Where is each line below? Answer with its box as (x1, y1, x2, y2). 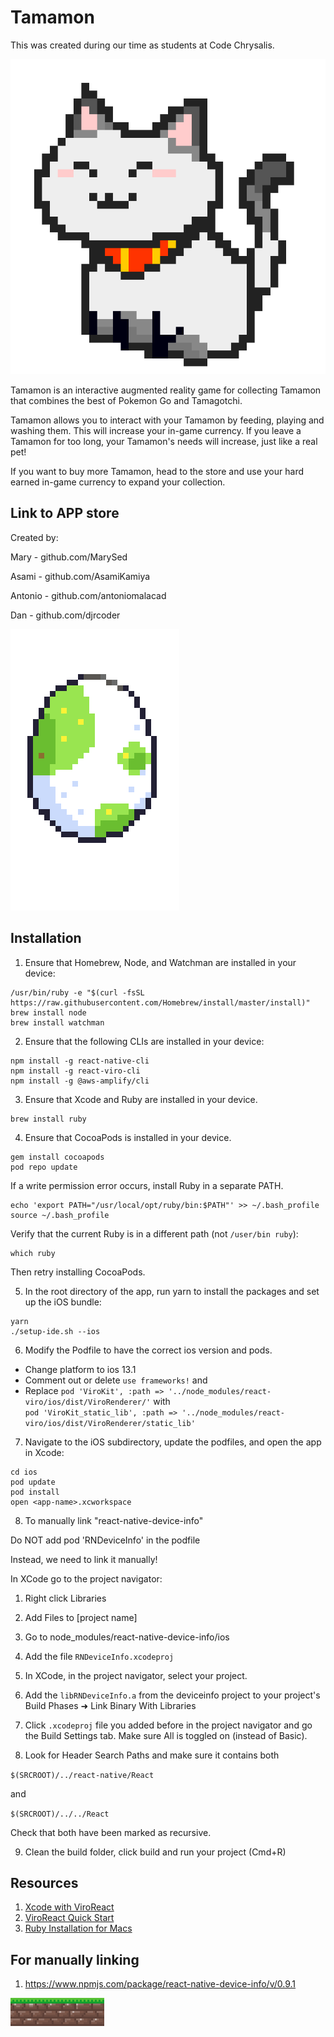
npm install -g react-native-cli (10, 1056, 150, 1066)
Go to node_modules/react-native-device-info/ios (24, 1631, 230, 1643)
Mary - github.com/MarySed (10, 551, 128, 563)
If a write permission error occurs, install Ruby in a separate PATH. (10, 1179, 284, 1191)
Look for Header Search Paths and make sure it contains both (24, 1749, 280, 1761)
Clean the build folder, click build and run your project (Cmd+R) (24, 1846, 287, 1858)
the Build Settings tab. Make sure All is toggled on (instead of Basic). (24, 1729, 308, 1741)
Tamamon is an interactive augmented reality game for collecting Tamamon (10, 384, 322, 396)
